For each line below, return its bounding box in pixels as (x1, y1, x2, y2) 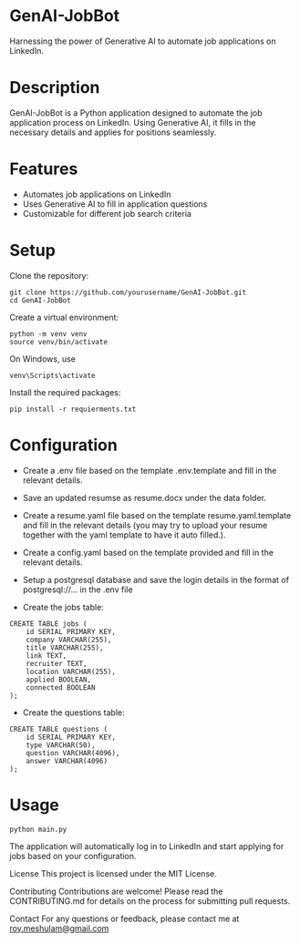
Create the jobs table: (22, 601, 105, 612)
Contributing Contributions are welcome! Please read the (9, 886, 223, 897)
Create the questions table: (22, 707, 125, 718)
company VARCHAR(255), (26, 635, 112, 644)
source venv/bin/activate (9, 337, 108, 346)
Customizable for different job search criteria (22, 208, 191, 219)
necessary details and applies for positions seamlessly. (9, 127, 217, 138)
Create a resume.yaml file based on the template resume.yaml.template (22, 509, 292, 520)
